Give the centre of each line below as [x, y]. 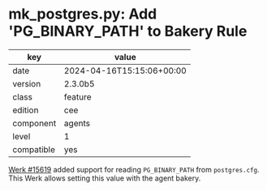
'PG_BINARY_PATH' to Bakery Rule [128, 31]
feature [78, 96]
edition [26, 110]
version [27, 83]
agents [77, 123]
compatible [34, 149]
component [34, 123]
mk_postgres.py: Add [83, 14]
